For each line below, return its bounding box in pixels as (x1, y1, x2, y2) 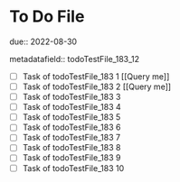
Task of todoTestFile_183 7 (22, 132, 120, 143)
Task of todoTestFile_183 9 (22, 152, 121, 163)
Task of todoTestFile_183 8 (22, 142, 121, 153)
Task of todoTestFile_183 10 (22, 162, 125, 173)
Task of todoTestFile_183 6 (22, 122, 121, 132)
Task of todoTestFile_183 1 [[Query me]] (22, 70, 170, 82)
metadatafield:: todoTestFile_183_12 (9, 53, 140, 64)
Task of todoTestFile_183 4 (22, 102, 122, 113)
